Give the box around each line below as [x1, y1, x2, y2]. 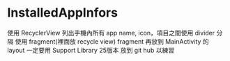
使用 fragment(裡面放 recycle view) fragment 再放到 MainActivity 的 [15, 37, 209, 46]
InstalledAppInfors [7, 5, 118, 21]
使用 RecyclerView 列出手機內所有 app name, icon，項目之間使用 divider [7, 28, 215, 37]
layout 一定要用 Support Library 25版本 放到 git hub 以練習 [7, 46, 175, 54]
